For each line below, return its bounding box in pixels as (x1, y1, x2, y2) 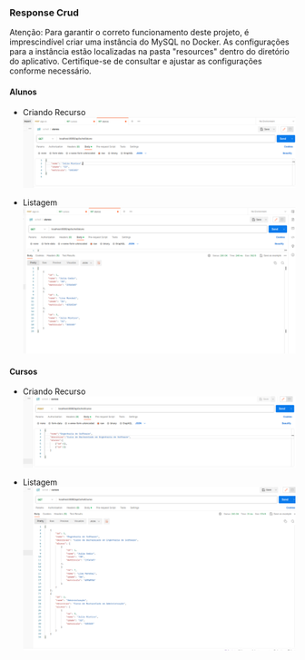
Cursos (9, 366, 38, 377)
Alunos (9, 86, 38, 97)
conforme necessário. (9, 65, 93, 76)
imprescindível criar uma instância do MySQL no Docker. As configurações (9, 36, 290, 47)
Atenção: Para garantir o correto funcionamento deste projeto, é (9, 27, 250, 38)
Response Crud (9, 6, 80, 19)
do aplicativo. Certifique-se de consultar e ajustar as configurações (9, 56, 262, 67)
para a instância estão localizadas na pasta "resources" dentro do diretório (9, 46, 290, 57)
